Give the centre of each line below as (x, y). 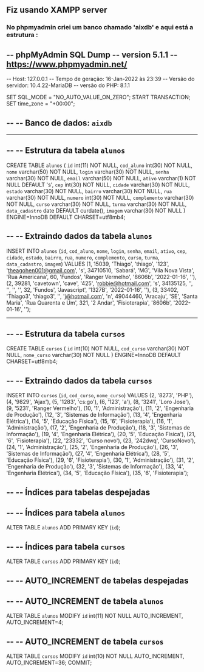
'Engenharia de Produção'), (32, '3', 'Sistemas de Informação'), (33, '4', (95, 467)
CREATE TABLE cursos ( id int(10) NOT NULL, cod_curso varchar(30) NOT (98, 348)
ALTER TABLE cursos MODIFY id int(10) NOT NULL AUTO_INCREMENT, (95, 656)
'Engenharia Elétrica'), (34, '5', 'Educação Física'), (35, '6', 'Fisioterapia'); (98, 473)
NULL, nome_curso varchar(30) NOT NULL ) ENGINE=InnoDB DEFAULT (93, 355)
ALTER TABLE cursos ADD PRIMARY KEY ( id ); (63, 561)
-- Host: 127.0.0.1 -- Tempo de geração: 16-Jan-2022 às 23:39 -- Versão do (100, 79)
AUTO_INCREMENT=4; (35, 622)
